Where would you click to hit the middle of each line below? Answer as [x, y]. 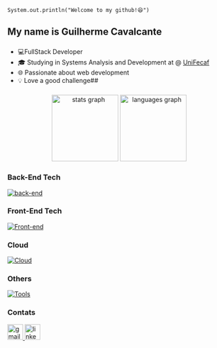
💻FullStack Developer [50, 52]
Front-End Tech [35, 211]
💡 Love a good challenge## [58, 81]
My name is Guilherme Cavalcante [85, 32]
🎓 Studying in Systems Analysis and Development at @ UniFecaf [113, 62]
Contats [21, 313]
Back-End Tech [34, 177]
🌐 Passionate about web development [73, 73]
